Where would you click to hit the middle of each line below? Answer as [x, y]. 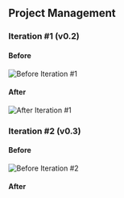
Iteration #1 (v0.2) [44, 36]
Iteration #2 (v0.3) [45, 131]
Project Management [62, 13]
